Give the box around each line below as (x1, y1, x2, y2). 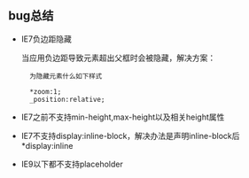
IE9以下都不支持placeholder (20, 159, 123, 169)
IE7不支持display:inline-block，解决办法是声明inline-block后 (20, 130, 240, 141)
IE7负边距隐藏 (20, 34, 72, 44)
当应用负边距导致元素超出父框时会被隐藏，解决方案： (20, 52, 216, 63)
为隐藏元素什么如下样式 (29, 72, 103, 81)
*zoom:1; (29, 87, 62, 96)
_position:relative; (29, 95, 105, 104)
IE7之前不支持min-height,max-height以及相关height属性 (20, 112, 225, 122)
